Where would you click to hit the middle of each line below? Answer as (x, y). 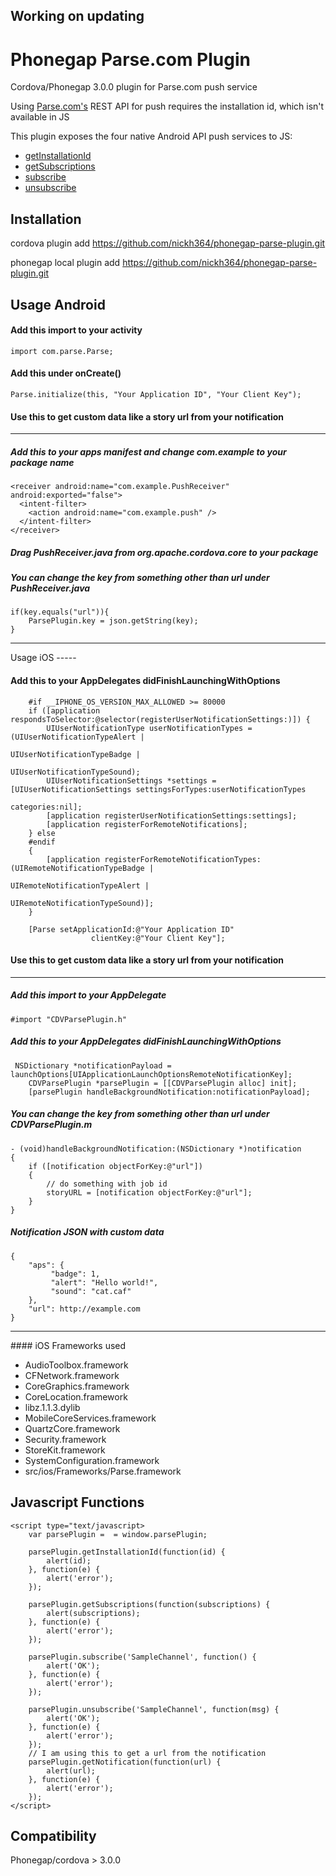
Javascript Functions (77, 1502)
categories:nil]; (46, 807)
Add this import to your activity (76, 330)
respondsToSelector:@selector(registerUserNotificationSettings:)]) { (160, 719)
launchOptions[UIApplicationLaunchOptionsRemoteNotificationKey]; (151, 1074)
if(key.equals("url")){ (60, 612)
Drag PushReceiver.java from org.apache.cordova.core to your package (164, 552)
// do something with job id (107, 1184)
